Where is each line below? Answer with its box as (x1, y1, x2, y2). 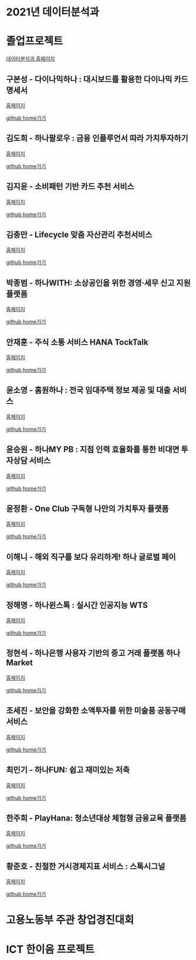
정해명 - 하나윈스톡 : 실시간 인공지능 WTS (6, 600, 148, 610)
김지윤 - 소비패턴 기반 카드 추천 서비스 (6, 182, 134, 192)
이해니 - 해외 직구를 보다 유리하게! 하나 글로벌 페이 (6, 552, 176, 562)
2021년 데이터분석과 (6, 5, 100, 19)
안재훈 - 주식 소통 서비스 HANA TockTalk (6, 337, 148, 347)
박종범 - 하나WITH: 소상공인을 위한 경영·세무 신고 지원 (6, 278, 191, 288)
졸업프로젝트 (6, 35, 63, 48)
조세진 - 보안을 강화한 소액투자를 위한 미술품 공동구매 (6, 705, 186, 716)
